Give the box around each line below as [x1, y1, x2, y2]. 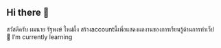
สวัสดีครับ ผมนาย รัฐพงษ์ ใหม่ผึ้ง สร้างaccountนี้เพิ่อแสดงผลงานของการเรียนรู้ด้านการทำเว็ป [6, 25, 214, 33]
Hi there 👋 [6, 7, 49, 19]
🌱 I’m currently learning [6, 32, 73, 41]
